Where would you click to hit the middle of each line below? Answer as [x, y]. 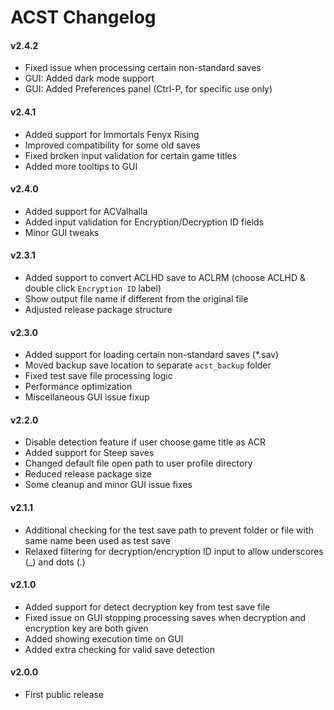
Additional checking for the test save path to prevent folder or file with [169, 530]
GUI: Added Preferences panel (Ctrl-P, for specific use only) [148, 89]
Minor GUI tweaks [62, 232]
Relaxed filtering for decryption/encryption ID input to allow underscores [174, 551]
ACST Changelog [83, 17]
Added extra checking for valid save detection [120, 649]
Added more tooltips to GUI [81, 166]
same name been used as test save [97, 540]
